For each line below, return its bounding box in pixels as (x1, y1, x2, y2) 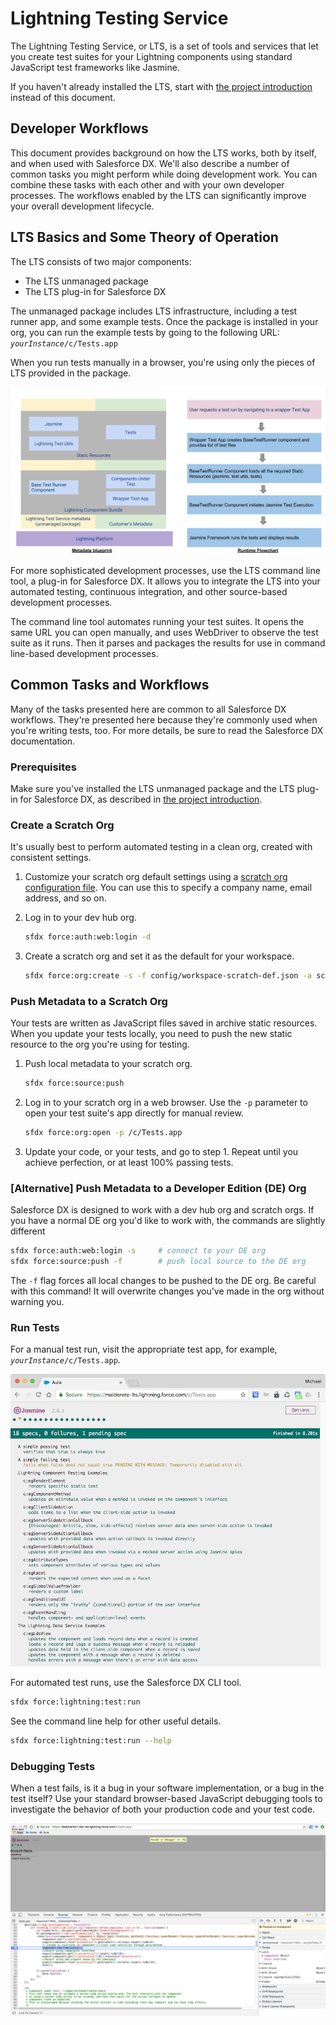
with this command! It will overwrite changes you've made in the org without (10, 1285, 325, 1297)
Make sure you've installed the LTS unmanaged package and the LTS (10, 782, 295, 794)
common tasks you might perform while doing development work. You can (10, 168, 318, 180)
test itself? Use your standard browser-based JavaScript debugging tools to (10, 1793, 323, 1805)
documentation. (10, 735, 76, 747)
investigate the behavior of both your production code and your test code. (10, 1803, 316, 1816)
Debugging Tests (10, 1759, 96, 1773)
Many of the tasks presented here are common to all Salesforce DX (10, 703, 287, 715)
